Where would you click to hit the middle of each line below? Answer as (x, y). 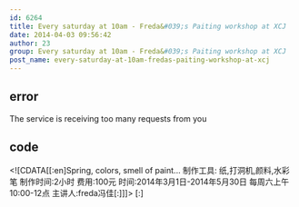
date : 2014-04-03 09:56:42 (60, 34)
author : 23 (30, 43)
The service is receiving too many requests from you (108, 118)
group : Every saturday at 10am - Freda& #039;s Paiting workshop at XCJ (148, 52)
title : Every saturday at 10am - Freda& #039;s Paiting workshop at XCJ (148, 26)
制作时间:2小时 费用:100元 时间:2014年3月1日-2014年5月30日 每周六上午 (154, 182)
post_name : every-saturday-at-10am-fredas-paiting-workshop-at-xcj (140, 60)
